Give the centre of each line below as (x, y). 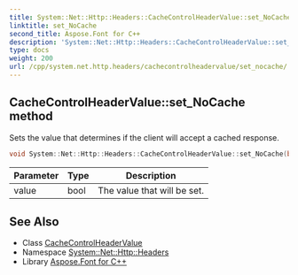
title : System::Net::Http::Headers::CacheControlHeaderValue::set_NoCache (150, 17)
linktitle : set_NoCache (53, 26)
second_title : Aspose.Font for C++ (75, 34)
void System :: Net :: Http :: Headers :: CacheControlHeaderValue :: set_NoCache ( (149, 154)
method (31, 116)
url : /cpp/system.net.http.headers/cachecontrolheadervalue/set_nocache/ (149, 67)
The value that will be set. (151, 190)
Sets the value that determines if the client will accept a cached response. (144, 137)
